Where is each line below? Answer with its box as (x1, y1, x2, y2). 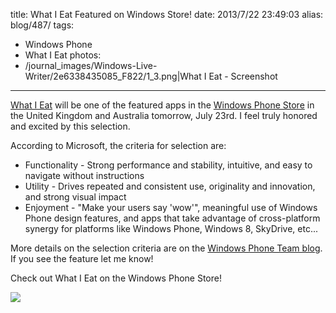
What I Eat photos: (24, 49, 102, 61)
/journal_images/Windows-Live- (24, 60, 158, 71)
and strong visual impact (24, 191, 127, 203)
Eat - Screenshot (208, 70, 278, 82)
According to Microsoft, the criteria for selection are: (10, 140, 227, 151)
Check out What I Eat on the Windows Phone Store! (10, 272, 222, 284)
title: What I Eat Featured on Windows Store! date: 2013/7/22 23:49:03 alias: (10, 9, 324, 20)
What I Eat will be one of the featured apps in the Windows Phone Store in (10, 99, 315, 111)
